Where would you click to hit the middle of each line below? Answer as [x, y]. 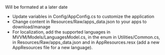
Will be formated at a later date [36, 7]
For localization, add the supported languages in [61, 32]
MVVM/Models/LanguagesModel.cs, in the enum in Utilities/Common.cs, [86, 37]
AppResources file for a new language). [52, 47]
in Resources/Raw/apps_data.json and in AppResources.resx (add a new [86, 42]
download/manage [31, 27]
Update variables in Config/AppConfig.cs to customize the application [83, 16]
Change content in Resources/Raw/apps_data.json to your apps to [79, 22]
